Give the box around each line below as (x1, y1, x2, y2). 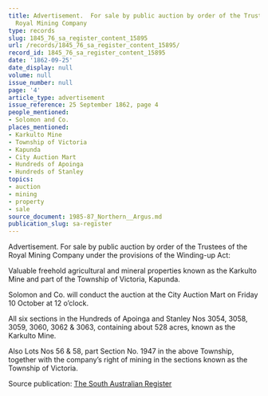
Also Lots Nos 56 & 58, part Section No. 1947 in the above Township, (8, 346, 235, 356)
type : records (8, 26, 56, 34)
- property (8, 198, 45, 206)
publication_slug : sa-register (8, 220, 112, 228)
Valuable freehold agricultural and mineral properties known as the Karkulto (8, 266, 257, 276)
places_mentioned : (8, 123, 69, 131)
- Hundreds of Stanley (8, 168, 84, 176)
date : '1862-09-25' (8, 57, 73, 65)
